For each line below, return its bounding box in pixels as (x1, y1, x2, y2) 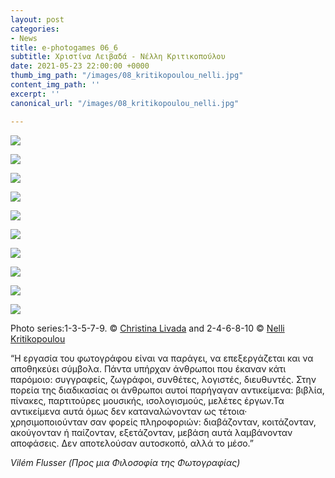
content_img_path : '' (10, 80, 101, 90)
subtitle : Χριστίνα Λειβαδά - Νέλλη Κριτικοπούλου (10, 52, 226, 62)
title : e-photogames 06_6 (10, 42, 118, 53)
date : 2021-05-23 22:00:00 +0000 (10, 61, 150, 71)
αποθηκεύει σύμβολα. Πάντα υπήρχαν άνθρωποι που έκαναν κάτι (10, 362, 287, 375)
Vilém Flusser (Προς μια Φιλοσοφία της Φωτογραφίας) (10, 456, 241, 468)
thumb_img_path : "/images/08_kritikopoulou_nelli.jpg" (10, 71, 244, 81)
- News (10, 33, 38, 43)
